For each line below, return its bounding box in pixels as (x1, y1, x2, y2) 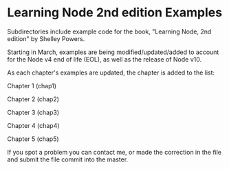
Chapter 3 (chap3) (7, 108, 60, 116)
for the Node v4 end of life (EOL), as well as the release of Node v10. (7, 55, 201, 63)
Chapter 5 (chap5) (7, 135, 60, 143)
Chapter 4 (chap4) (7, 121, 60, 129)
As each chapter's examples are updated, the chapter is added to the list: (7, 68, 215, 77)
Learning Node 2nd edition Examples (7, 5, 222, 21)
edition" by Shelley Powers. (7, 34, 85, 42)
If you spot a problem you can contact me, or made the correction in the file (7, 148, 222, 156)
